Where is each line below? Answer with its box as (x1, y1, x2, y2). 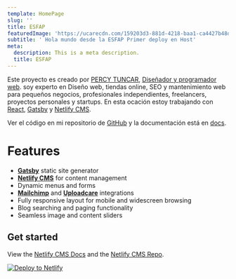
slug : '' (7, 17, 33, 24)
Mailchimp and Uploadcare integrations (17, 189, 135, 197)
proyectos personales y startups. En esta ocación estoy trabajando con (7, 97, 214, 106)
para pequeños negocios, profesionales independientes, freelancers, (7, 90, 207, 98)
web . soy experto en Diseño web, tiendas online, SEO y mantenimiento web (7, 82, 226, 91)
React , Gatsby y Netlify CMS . (7, 104, 91, 113)
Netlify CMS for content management (17, 173, 128, 182)
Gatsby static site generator (17, 166, 99, 175)
